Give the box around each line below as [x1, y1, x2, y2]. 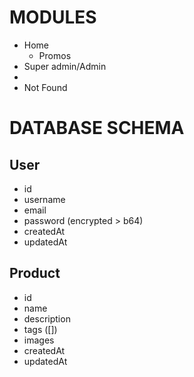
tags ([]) [23, 323, 58, 335]
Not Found [23, 81, 68, 93]
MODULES [9, 6, 97, 29]
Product [9, 265, 61, 282]
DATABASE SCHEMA [9, 117, 185, 140]
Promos [38, 49, 72, 61]
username [23, 193, 66, 205]
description [23, 312, 71, 325]
